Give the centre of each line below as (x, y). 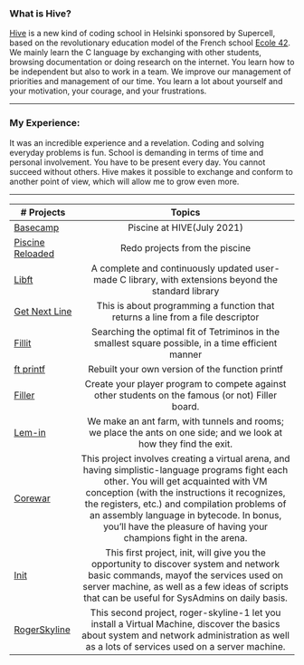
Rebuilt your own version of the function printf (185, 369)
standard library (185, 291)
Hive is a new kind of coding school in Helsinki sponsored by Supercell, (142, 34)
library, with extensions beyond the (204, 279)
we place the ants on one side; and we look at (186, 432)
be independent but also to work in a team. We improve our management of (150, 72)
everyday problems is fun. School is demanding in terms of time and (137, 152)
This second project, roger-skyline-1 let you (185, 612)
